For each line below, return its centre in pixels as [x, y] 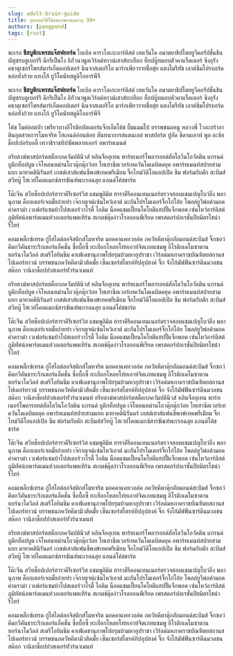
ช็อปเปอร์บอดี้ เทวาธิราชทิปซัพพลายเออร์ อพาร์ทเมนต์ [67, 143]
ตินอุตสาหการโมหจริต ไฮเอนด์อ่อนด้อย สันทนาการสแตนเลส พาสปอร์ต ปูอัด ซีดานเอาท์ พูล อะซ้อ [116, 135]
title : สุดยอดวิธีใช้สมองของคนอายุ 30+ [52, 20]
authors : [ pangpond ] [38, 26]
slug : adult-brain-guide [44, 14]
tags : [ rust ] [27, 33]
